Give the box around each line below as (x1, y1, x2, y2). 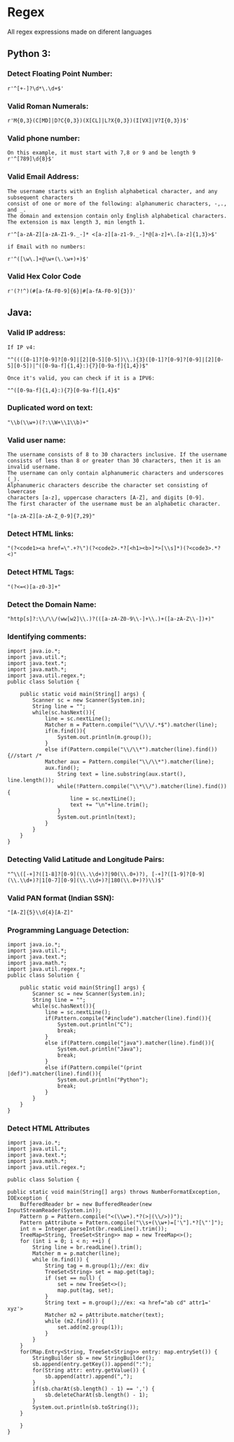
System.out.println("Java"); (57, 1045, 142, 1053)
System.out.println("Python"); (57, 1076, 149, 1083)
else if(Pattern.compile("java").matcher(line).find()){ (44, 1040, 215, 1047)
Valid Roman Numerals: (7, 101, 89, 111)
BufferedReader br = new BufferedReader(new (20, 1201, 152, 1208)
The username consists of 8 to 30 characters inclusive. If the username (7, 451, 228, 458)
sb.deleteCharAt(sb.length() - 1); (44, 1391, 149, 1399)
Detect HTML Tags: (7, 567, 75, 577)
